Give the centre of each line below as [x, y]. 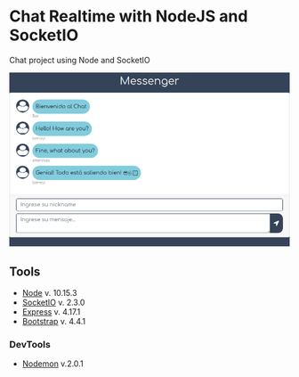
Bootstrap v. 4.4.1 [54, 322]
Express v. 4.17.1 [51, 312]
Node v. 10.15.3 [49, 293]
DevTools [30, 345]
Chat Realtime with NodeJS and [129, 16]
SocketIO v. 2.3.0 [53, 303]
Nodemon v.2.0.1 [53, 364]
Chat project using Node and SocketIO [80, 60]
